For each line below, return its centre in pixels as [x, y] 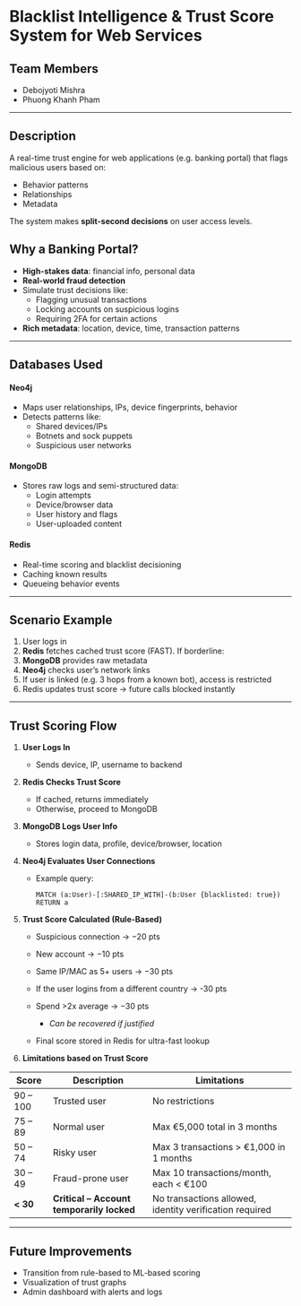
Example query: [64, 878]
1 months [172, 1158]
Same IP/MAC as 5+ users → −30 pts [104, 972]
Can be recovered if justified [102, 1024]
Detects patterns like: [61, 417]
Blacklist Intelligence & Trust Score [142, 17]
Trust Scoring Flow [63, 726]
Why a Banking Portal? [74, 250]
